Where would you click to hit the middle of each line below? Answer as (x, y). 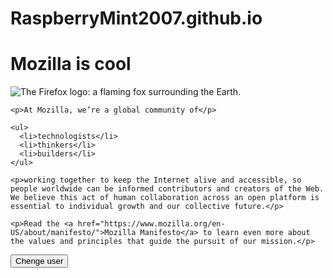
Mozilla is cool (71, 64)
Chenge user (39, 261)
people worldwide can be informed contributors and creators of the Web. (167, 189)
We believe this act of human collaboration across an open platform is (165, 198)
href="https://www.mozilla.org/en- (151, 224)
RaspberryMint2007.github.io (136, 18)
